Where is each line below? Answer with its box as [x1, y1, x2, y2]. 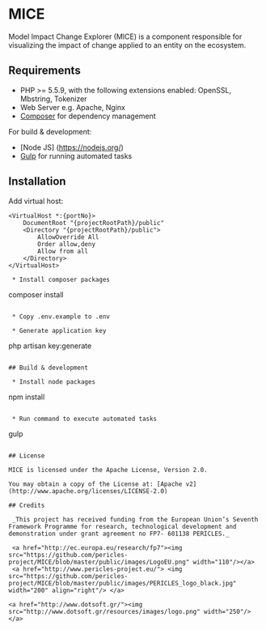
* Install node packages [11, 377, 95, 385]
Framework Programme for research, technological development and [8, 522, 237, 530]
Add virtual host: [8, 196, 64, 206]
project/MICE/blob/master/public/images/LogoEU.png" [8, 558, 190, 566]
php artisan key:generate [8, 341, 92, 351]
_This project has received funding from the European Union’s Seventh [11, 515, 259, 523]
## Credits [8, 501, 45, 509]
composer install [8, 289, 64, 300]
